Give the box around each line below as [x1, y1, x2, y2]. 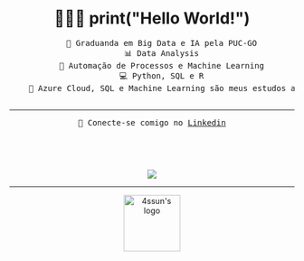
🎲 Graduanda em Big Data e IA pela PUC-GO [66, 38, 258, 48]
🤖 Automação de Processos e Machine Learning [58, 61, 265, 70]
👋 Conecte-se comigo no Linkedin [78, 117, 226, 127]
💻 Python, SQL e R [119, 70, 204, 80]
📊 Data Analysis [123, 48, 199, 58]
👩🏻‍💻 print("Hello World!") [53, 8, 251, 29]
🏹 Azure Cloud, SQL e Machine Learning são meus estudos [28, 83, 287, 93]
